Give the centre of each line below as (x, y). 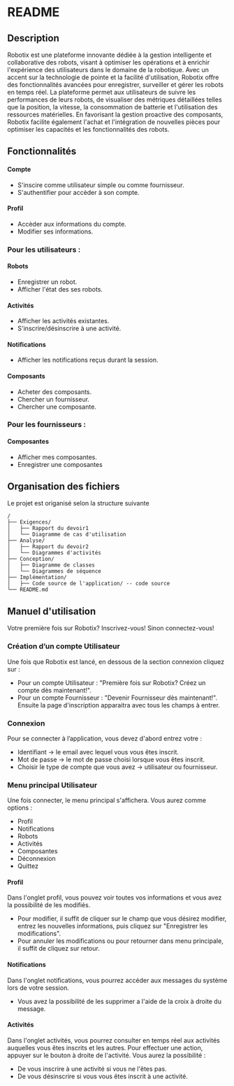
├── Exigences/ (29, 522)
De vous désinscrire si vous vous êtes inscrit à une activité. (103, 1076)
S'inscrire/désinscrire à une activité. (69, 328)
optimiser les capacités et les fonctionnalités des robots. (88, 129)
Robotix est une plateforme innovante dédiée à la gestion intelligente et (109, 55)
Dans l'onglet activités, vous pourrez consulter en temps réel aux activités (114, 1040)
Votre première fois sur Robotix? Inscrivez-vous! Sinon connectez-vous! (111, 628)
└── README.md (28, 590)
